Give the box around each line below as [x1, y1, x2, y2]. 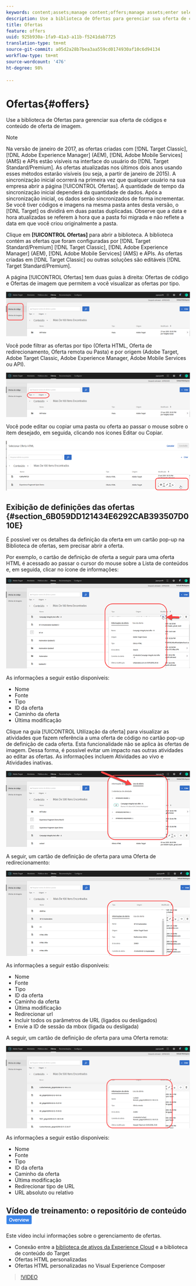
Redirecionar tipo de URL [14, 1182, 75, 1189]
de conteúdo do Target [14, 1250, 70, 1257]
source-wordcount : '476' [6, 59, 66, 64]
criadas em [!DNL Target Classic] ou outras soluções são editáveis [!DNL [6, 256, 181, 263]
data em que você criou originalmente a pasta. [6, 220, 118, 227]
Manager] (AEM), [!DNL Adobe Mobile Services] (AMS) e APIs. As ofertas [6, 250, 183, 257]
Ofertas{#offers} [6, 97, 90, 111]
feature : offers [6, 28, 45, 34]
